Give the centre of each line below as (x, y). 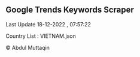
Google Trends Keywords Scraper (70, 10)
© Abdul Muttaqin (28, 47)
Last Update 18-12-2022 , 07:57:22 (48, 24)
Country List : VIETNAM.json (41, 36)
